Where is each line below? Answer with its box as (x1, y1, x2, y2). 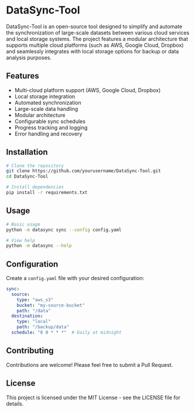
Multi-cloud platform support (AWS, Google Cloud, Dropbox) (14, 86, 161, 94)
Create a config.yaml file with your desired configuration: (6, 275, 145, 282)
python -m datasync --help (6, 243, 72, 249)
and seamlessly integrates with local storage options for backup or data (6, 47, 179, 55)
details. (6, 400, 24, 407)
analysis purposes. (6, 54, 52, 61)
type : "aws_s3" (16, 297, 54, 302)
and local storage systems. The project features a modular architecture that (6, 35, 189, 42)
